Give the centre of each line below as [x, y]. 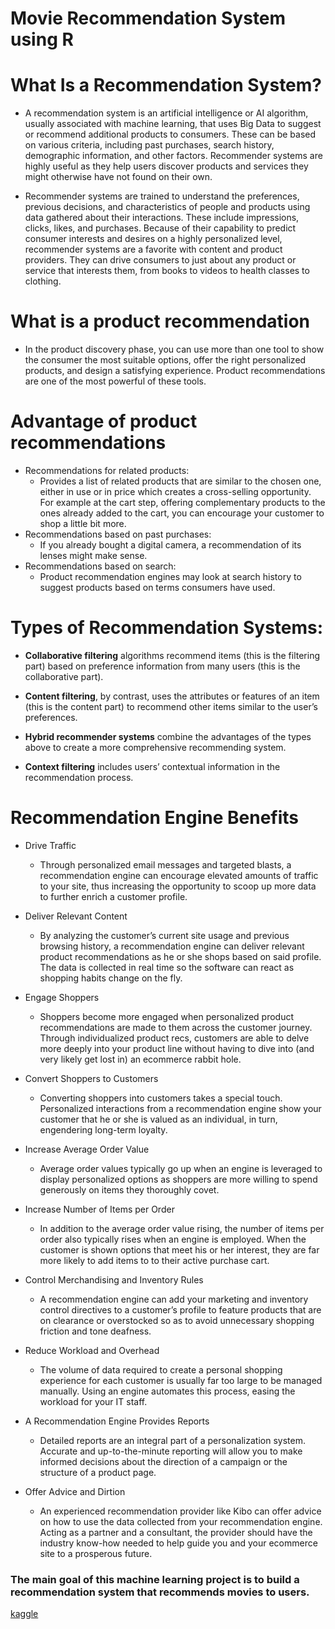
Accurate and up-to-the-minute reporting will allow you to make [171, 1451]
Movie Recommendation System [148, 18]
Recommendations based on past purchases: [118, 534]
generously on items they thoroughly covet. [129, 1189]
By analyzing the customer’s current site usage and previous [164, 935]
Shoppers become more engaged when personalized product [167, 1016]
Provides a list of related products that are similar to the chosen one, [180, 481]
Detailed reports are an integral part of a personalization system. [172, 1440]
